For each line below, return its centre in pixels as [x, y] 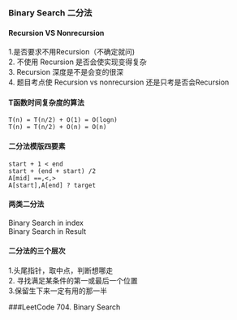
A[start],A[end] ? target [52, 185]
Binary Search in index [46, 223]
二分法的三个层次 [37, 251]
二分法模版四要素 [37, 146]
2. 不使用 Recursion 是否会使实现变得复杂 [78, 62]
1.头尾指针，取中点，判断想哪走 [61, 270]
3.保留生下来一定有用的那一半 [58, 291]
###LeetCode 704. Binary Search [65, 307]
